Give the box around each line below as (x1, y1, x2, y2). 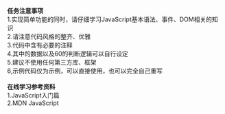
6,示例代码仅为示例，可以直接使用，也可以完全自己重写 (7, 67, 163, 75)
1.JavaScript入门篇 (7, 91, 60, 99)
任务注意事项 (7, 7, 43, 14)
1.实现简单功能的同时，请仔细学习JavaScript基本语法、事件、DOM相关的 (7, 15, 213, 23)
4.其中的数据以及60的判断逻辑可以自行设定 (7, 49, 129, 58)
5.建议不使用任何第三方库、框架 (7, 58, 97, 66)
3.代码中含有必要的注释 (7, 41, 73, 49)
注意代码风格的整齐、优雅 (18, 32, 91, 41)
